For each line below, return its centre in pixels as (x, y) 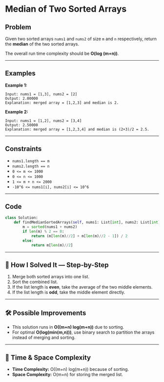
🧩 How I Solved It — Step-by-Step (57, 265)
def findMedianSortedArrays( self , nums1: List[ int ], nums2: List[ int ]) (88, 223)
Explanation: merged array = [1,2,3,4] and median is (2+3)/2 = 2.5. (77, 129)
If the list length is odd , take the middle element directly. (69, 292)
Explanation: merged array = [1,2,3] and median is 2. (62, 103)
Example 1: (16, 85)
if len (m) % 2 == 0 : (43, 232)
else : (28, 241)
